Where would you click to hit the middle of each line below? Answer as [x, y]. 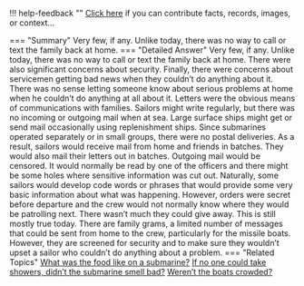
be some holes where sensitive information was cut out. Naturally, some [144, 175]
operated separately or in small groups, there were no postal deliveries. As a [152, 137]
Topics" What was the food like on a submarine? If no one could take [138, 262]
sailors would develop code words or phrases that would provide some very [151, 185]
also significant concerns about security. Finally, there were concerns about [151, 69]
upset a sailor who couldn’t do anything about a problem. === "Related [142, 252]
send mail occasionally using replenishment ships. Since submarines [137, 127]
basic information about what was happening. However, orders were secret [150, 195]
